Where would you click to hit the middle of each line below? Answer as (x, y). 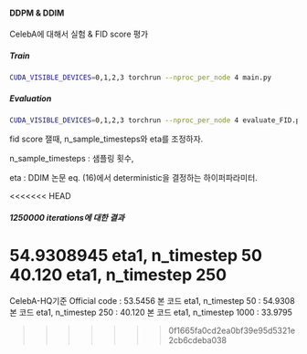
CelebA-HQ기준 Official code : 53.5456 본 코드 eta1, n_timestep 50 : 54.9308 (152, 301)
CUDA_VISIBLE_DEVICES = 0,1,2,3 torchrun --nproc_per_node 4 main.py (141, 78)
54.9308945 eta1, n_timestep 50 (136, 255)
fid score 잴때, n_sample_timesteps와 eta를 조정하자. (106, 139)
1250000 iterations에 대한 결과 (67, 218)
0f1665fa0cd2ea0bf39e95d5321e (232, 331)
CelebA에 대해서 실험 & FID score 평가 (79, 34)
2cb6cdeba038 (197, 340)
